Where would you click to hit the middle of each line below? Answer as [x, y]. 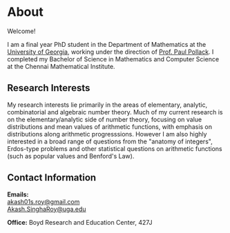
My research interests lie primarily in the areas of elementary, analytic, [107, 105]
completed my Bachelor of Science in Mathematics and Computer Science [113, 59]
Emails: [18, 194]
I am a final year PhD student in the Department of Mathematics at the [107, 44]
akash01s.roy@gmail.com [44, 201]
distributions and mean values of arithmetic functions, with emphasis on [110, 126]
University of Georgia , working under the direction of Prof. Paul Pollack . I [111, 52]
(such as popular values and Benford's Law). [71, 156]
